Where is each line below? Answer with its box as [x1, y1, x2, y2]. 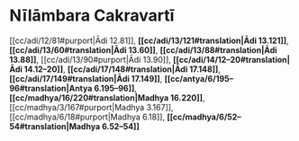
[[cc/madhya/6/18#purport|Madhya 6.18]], [9, 111, 165, 122]
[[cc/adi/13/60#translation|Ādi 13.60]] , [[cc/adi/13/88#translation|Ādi [9, 44, 277, 55]
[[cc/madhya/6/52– [166, 111, 241, 122]
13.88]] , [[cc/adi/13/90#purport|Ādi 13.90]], [9, 54, 171, 65]
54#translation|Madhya [9, 120, 101, 131]
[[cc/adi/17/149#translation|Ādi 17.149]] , [9, 73, 163, 84]
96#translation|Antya [9, 83, 93, 93]
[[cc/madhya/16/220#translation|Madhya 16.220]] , [9, 92, 205, 103]
